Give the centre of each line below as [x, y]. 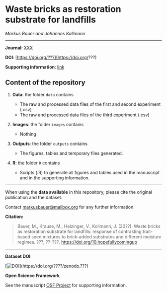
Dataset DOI [18, 256]
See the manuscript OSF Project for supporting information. [66, 285]
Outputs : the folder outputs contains [50, 144]
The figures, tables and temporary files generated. [71, 153]
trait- [148, 231]
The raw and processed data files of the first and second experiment [90, 104]
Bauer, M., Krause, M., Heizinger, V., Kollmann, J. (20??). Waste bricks [89, 226]
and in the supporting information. [55, 178]
